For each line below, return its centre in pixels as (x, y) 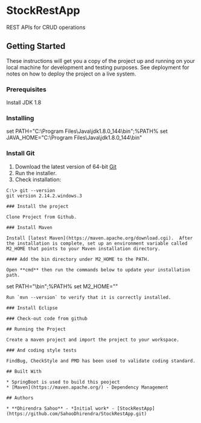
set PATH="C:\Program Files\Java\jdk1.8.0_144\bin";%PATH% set (87, 131)
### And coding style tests (42, 350)
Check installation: (38, 179)
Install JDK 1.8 (24, 103)
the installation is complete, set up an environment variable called (97, 243)
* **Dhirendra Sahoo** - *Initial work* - (60, 408)
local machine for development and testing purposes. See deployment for (98, 67)
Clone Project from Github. (42, 217)
